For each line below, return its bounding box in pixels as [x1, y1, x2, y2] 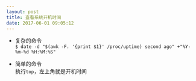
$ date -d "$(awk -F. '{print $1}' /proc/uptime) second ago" [14, 44, 175, 50]
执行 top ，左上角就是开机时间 [14, 68, 87, 75]
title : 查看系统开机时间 [6, 14, 62, 20]
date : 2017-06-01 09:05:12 [6, 20, 74, 26]
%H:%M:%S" [31, 49, 56, 55]
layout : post [6, 8, 39, 15]
